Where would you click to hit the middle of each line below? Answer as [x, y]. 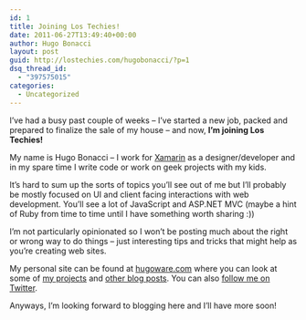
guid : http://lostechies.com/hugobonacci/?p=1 [100, 60]
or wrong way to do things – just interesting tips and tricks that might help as [153, 241]
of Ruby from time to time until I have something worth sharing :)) [132, 213]
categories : [32, 86]
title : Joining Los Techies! [65, 26]
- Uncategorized [48, 94]
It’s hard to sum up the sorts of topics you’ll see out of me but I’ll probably [148, 184]
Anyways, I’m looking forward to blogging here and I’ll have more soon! [143, 305]
